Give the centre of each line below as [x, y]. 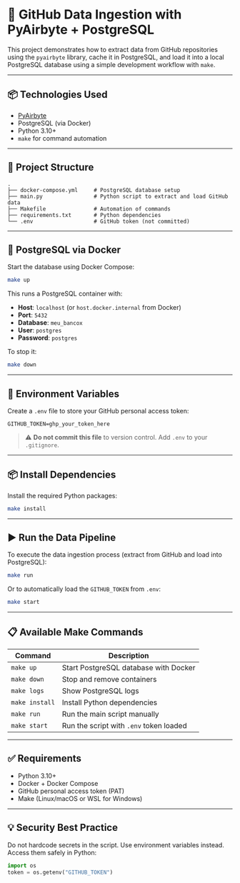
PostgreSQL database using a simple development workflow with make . [111, 64]
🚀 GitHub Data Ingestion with [95, 15]
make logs [27, 691]
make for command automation [62, 138]
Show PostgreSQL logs [100, 691]
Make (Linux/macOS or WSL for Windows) [80, 798]
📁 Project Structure [51, 167]
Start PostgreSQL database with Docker [129, 668]
